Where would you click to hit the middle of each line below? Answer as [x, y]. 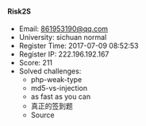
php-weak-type [56, 80]
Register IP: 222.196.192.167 [64, 54]
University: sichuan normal [63, 37]
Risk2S [19, 11]
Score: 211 [36, 63]
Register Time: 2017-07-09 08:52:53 [79, 46]
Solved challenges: [50, 71]
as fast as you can [61, 96]
